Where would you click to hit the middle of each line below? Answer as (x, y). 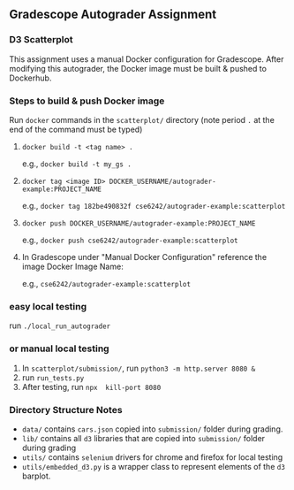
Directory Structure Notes (66, 410)
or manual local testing (59, 348)
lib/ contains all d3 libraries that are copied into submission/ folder (143, 438)
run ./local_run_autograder (60, 325)
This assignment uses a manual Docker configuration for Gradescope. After (147, 59)
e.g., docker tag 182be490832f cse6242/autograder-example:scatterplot (154, 205)
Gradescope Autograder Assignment (113, 15)
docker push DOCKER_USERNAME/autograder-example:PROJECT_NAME (139, 223)
